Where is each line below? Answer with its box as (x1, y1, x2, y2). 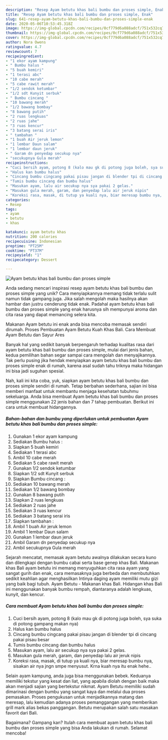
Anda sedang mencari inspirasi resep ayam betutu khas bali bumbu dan (5, 285, 153, 291)
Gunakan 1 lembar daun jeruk (12, 534, 73, 540)
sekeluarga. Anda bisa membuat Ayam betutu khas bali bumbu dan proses (5, 393, 159, 399)
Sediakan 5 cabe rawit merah (12, 460, 73, 466)
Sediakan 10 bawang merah (12, 481, 70, 487)
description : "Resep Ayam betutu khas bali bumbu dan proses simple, (5, 7, 154, 12)
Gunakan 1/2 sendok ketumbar (12, 465, 76, 471)
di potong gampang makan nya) (12, 620, 79, 626)
